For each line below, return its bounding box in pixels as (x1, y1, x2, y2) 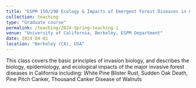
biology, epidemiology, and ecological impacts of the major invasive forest (6, 63, 185, 70)
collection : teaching (6, 14, 59, 20)
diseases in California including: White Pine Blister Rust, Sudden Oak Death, (6, 69, 188, 76)
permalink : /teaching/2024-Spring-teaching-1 (6, 24, 118, 31)
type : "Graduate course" (6, 19, 66, 25)
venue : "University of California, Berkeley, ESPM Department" (6, 30, 163, 36)
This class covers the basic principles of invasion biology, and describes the (6, 57, 190, 64)
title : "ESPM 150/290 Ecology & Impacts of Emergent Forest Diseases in (6, 8, 187, 15)
